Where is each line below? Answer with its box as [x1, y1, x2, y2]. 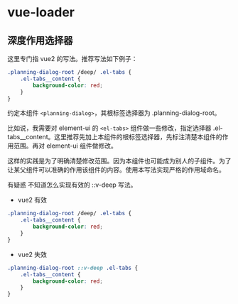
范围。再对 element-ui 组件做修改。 [13, 141, 117, 150]
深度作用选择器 [7, 34, 73, 46]
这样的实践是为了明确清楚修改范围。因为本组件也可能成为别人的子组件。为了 [7, 157, 232, 165]
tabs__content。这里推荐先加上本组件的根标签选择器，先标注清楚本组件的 [7, 133, 222, 141]
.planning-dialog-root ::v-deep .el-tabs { [7, 264, 139, 271]
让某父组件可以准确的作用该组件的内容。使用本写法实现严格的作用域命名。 [7, 165, 225, 174]
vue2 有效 [17, 196, 48, 205]
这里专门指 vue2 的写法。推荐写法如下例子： [7, 55, 138, 63]
